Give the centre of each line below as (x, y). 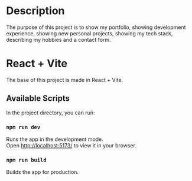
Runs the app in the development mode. (55, 139)
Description (35, 11)
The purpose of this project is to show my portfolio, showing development (96, 27)
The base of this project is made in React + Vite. (65, 80)
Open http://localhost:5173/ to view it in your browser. (71, 145)
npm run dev (23, 127)
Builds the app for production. (42, 172)
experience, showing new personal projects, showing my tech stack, (90, 33)
